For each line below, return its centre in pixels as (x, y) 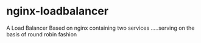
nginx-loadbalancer (57, 11)
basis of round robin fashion (42, 34)
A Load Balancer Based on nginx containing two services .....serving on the (100, 28)
